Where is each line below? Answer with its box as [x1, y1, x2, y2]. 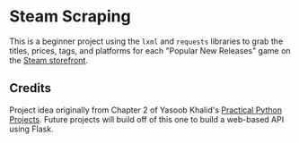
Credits [9, 80, 52, 96]
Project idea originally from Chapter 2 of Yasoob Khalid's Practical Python [9, 105, 283, 115]
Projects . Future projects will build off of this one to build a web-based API [9, 114, 285, 124]
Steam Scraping [9, 6, 132, 27]
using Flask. [9, 123, 54, 134]
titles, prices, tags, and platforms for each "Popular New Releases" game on [9, 45, 291, 55]
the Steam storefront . [9, 55, 88, 65]
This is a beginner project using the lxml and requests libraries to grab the [9, 36, 284, 46]
